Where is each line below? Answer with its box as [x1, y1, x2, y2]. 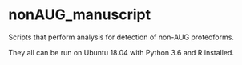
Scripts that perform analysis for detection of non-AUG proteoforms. [8, 32, 235, 42]
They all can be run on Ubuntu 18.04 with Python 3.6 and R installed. [8, 47, 235, 57]
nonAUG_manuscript [8, 6, 151, 24]
